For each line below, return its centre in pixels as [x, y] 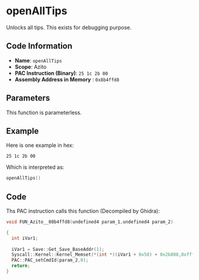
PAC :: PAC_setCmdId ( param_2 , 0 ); [50, 260]
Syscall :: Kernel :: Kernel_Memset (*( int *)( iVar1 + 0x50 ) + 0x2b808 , [97, 255]
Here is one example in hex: [40, 145]
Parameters [28, 98]
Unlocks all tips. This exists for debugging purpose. [69, 27]
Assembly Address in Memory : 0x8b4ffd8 [67, 79]
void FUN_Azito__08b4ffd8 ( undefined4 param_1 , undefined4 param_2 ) [90, 222]
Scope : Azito [31, 67]
